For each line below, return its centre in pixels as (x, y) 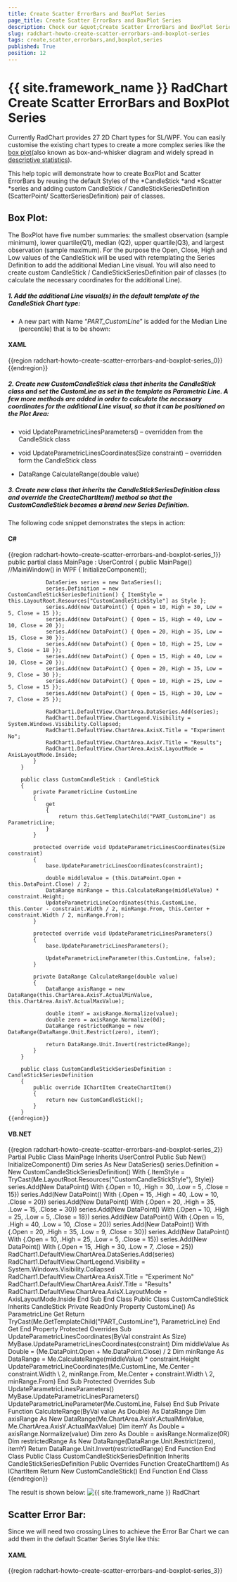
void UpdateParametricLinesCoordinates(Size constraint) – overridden (120, 453)
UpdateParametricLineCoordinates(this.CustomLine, (121, 903)
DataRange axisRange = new (85, 989)
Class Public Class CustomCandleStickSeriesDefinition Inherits (99, 1456)
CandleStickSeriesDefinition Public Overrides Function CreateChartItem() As (118, 1464)
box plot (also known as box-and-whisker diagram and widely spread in (111, 152)
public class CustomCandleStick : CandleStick (90, 779)
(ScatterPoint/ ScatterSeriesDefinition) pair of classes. (87, 196)
